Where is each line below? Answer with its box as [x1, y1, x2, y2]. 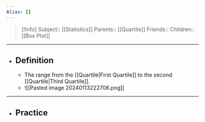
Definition [15, 55, 54, 66]
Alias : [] [6, 8, 32, 15]
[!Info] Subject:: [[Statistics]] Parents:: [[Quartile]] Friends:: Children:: [21, 25, 195, 33]
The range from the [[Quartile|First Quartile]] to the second [24, 71, 173, 79]
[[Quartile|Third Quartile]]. [24, 78, 90, 85]
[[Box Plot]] [21, 32, 51, 39]
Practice [15, 107, 48, 118]
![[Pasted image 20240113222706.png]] [24, 84, 124, 92]
